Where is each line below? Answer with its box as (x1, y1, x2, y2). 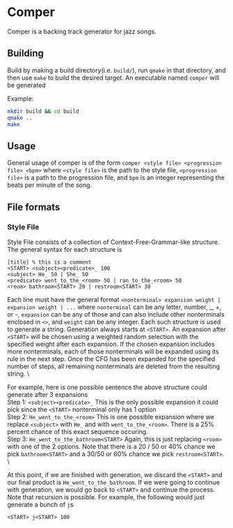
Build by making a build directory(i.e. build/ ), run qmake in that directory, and (7, 66, 226, 74)
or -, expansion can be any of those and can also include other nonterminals (7, 310, 225, 318)
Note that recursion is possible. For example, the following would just (7, 492, 205, 501)
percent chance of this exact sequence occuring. (7, 427, 148, 436)
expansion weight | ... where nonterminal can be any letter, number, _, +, (7, 303, 222, 311)
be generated (7, 81, 47, 89)
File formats (7, 201, 61, 213)
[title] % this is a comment (7, 259, 92, 266)
